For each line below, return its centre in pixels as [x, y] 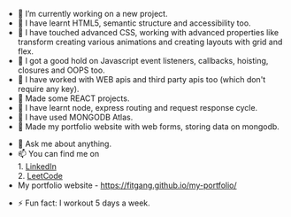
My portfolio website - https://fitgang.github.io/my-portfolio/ [127, 185]
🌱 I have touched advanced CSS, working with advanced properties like [148, 32]
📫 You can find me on [58, 154]
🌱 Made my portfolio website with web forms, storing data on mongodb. [149, 127]
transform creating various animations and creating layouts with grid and [150, 42]
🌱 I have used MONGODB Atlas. [75, 117]
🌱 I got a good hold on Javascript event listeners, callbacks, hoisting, [143, 61]
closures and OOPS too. [61, 70]
